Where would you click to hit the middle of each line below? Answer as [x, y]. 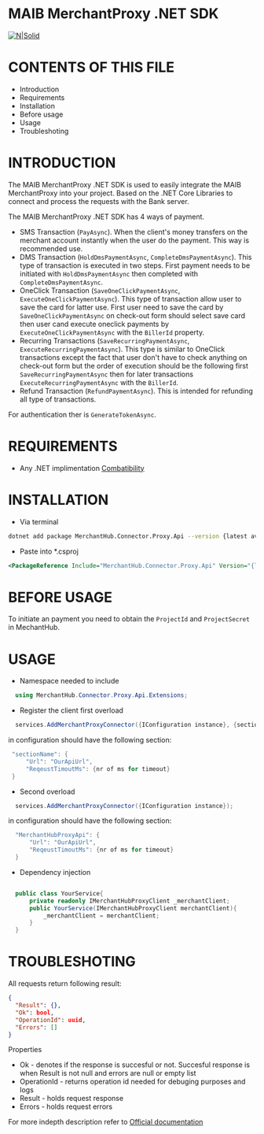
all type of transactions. [58, 399]
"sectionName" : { [40, 754]
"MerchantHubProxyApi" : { [58, 836]
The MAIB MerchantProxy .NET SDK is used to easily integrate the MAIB [125, 184]
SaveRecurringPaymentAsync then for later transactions [106, 374]
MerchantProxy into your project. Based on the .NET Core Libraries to [121, 193]
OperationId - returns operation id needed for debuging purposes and [132, 1082]
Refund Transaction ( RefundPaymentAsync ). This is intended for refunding [136, 391]
